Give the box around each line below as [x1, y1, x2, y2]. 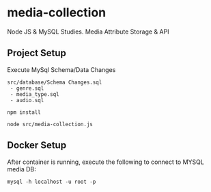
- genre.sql [10, 84, 44, 92]
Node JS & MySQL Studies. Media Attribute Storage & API [7, 27, 169, 36]
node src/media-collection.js [7, 121, 94, 128]
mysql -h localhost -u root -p [7, 178, 96, 185]
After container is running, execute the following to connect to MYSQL [7, 158, 205, 166]
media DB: [7, 165, 36, 173]
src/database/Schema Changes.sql [7, 79, 102, 86]
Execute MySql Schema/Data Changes [7, 65, 116, 73]
